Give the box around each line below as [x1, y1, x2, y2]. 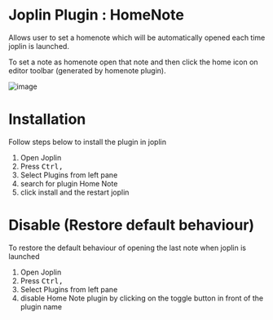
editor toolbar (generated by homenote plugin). [8, 65, 166, 75]
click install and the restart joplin [20, 187, 130, 197]
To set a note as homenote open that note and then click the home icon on [8, 57, 258, 67]
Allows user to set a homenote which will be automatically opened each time [8, 33, 266, 42]
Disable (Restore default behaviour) [8, 216, 255, 235]
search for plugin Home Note [20, 178, 118, 188]
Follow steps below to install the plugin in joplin [8, 137, 167, 147]
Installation [8, 110, 86, 129]
